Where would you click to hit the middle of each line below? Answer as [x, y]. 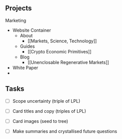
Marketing [16, 20]
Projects [19, 8]
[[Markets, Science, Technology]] [62, 41]
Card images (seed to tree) [40, 121]
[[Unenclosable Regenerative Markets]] [68, 62]
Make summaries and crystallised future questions [65, 131]
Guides [27, 46]
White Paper [25, 67]
